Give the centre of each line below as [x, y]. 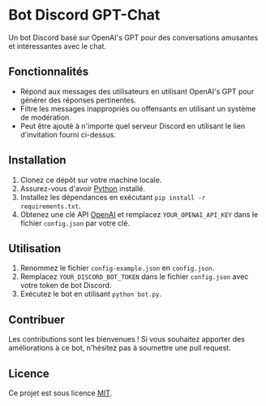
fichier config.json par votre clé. [75, 223]
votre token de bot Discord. [66, 286]
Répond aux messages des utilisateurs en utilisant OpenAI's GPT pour [137, 91]
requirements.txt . [50, 206]
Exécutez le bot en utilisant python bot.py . [91, 294]
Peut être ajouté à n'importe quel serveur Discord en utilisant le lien [133, 126]
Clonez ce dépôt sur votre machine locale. [91, 180]
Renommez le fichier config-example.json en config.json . [117, 268]
